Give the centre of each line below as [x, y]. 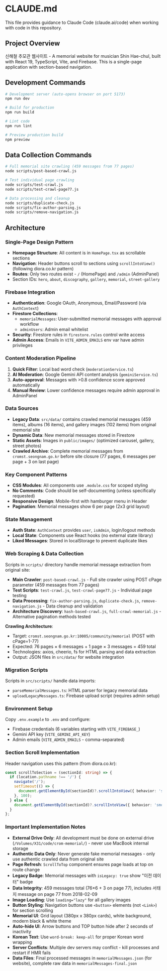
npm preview [17, 139]
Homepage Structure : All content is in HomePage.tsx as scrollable [79, 252]
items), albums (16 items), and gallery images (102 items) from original [84, 424]
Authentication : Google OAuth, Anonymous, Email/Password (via [79, 303]
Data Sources [22, 408]
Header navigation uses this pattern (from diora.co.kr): [61, 763]
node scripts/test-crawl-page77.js [42, 189]
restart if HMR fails [32, 953]
